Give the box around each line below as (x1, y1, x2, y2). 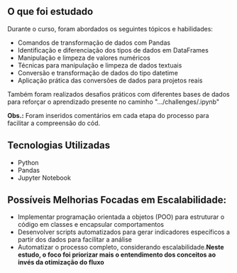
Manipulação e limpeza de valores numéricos (17, 53, 150, 62)
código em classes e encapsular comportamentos (17, 220, 165, 229)
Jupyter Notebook (17, 173, 71, 182)
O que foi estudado (7, 6, 94, 18)
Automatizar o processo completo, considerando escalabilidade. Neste (17, 243, 225, 252)
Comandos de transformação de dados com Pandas (17, 38, 171, 47)
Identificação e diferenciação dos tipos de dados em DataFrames (17, 45, 209, 54)
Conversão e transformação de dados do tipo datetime (17, 68, 179, 77)
